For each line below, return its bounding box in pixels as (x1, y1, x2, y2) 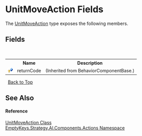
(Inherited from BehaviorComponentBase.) (45, 67, 135, 73)
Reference (5, 108, 28, 114)
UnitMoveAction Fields (5, 4, 104, 15)
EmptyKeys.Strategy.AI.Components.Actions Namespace (5, 125, 125, 131)
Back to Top (7, 79, 33, 85)
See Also (5, 94, 34, 102)
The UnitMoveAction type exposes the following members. (5, 20, 128, 26)
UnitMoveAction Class (5, 119, 52, 125)
